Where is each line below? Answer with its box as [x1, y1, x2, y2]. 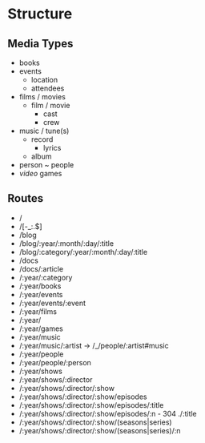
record [30, 135, 54, 144]
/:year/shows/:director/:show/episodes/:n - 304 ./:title [18, 409, 197, 418]
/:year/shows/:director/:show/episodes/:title [18, 400, 164, 409]
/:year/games [18, 324, 63, 333]
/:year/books [18, 281, 62, 291]
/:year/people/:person [18, 357, 91, 367]
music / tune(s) [18, 126, 70, 135]
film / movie [30, 101, 70, 110]
